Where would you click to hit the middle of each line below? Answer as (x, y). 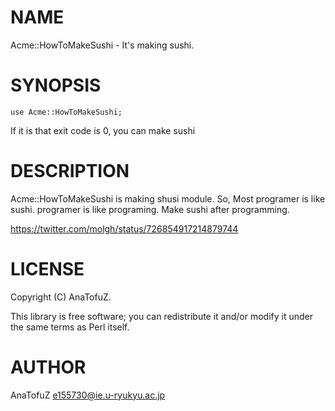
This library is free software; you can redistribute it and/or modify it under (162, 316)
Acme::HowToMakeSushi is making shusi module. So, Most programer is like (168, 198)
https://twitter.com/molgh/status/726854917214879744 (124, 228)
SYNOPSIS (56, 85)
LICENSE (47, 269)
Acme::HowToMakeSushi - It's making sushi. (102, 45)
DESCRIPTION (70, 171)
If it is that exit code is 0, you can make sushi (103, 130)
